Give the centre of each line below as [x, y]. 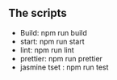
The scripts [38, 13]
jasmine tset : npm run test [64, 67]
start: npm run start [52, 41]
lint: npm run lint [47, 50]
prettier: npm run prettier [61, 58]
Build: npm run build [53, 32]
